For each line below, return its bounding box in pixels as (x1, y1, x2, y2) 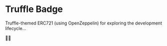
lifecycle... (5, 25, 26, 31)
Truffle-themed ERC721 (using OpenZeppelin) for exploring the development (5, 20, 162, 26)
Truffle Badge (5, 3, 63, 15)
